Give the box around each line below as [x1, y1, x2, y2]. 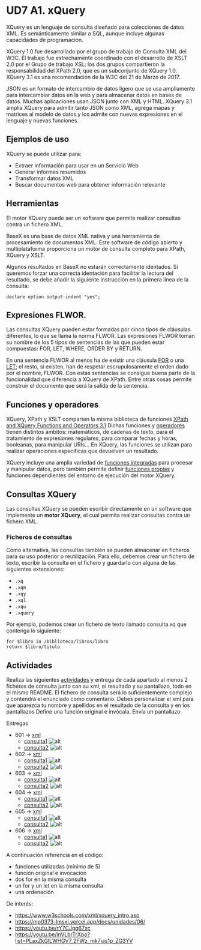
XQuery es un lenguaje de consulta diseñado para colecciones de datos [6, 23, 184, 31]
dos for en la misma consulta [14, 876, 87, 883]
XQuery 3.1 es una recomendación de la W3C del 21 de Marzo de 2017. [6, 73, 181, 80]
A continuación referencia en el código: [6, 852, 104, 859]
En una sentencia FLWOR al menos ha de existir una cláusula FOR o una [6, 356, 184, 364]
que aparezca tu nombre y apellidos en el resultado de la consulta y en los [6, 702, 190, 709]
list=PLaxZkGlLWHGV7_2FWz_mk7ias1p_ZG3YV [14, 937, 133, 945]
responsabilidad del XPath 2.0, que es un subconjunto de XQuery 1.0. [6, 67, 178, 74]
